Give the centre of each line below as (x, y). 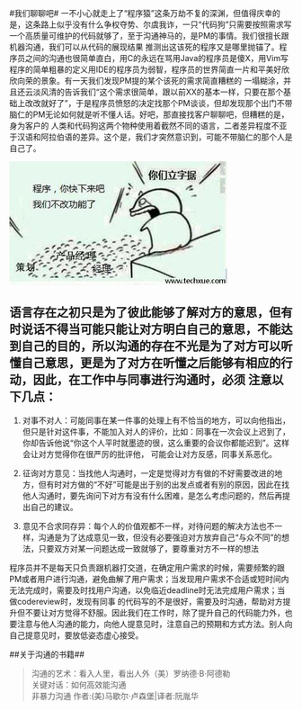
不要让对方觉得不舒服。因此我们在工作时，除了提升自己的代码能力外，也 (159, 612)
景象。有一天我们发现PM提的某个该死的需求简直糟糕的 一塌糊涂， (162, 81)
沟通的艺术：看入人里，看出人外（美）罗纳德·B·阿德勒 (131, 673)
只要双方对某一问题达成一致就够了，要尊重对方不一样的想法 (148, 548)
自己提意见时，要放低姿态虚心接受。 (76, 635)
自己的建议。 (54, 507)
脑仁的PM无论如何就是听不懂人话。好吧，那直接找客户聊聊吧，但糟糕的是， (149, 114)
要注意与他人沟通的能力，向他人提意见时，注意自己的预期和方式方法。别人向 (151, 624)
